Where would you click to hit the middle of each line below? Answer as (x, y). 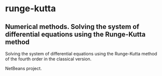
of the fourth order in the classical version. (48, 59)
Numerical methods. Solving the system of (72, 27)
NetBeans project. (23, 68)
